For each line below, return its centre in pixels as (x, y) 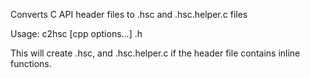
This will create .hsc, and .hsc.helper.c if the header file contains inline (155, 53)
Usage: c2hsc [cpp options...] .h (76, 33)
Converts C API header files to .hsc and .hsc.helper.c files (129, 14)
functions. (31, 63)
